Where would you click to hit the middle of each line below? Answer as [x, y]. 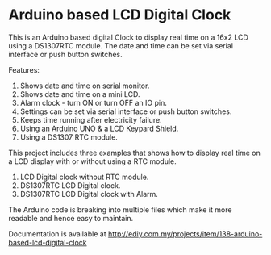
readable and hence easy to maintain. [71, 218]
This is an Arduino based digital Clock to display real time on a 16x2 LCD [128, 37]
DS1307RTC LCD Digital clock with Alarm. [89, 194]
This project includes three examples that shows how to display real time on [134, 153]
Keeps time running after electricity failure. [91, 119]
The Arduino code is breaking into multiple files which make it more [120, 209]
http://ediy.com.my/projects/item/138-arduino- [185, 234]
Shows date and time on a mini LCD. [80, 94]
